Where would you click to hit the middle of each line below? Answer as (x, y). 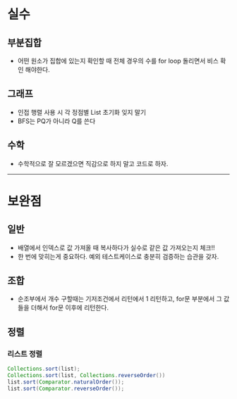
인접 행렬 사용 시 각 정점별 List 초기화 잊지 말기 (82, 112)
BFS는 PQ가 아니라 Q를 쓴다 (56, 121)
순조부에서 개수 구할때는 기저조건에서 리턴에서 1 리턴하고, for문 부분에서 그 (120, 299)
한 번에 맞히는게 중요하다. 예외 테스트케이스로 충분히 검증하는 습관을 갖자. (118, 256)
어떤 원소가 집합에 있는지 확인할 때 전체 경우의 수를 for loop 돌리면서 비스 (118, 61)
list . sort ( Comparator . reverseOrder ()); (66, 388)
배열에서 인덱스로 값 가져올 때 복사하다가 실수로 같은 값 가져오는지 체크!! (116, 248)
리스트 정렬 (25, 354)
